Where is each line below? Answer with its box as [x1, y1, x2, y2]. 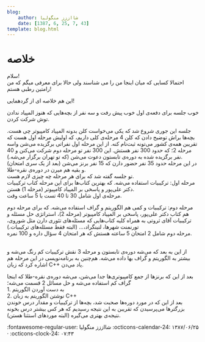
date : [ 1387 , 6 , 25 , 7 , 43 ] [18, 20, 89, 26]
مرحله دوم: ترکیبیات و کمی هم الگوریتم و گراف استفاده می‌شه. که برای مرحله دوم [7, 204, 193, 211]
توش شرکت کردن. [7, 115, 49, 123]
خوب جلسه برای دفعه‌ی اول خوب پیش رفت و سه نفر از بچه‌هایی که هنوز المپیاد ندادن [7, 109, 199, 116]
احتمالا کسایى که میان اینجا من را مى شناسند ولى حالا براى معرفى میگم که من [7, 79, 184, 86]
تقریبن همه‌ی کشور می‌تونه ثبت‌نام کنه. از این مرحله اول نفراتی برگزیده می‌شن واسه [7, 140, 198, 148]
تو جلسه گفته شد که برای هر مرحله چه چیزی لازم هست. [7, 173, 134, 180]
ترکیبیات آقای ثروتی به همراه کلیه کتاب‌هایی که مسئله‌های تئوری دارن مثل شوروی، [7, 217, 192, 224]
